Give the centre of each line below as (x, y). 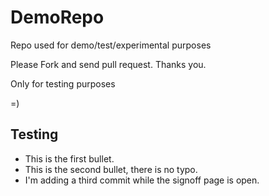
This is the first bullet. (69, 158)
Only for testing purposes (63, 83)
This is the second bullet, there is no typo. (111, 169)
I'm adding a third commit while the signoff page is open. (142, 180)
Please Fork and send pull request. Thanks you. (108, 64)
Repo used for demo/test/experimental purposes (111, 45)
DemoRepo (57, 17)
